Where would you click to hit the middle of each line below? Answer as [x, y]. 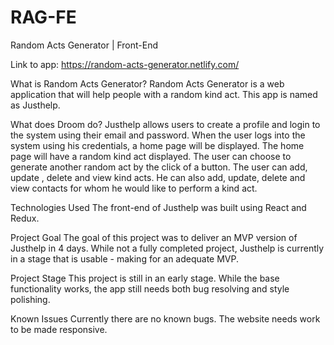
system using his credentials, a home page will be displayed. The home [157, 145]
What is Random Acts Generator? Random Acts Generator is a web [147, 83]
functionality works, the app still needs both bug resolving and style [150, 288]
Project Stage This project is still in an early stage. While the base [145, 278]
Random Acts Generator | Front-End [84, 45]
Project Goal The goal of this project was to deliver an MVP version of [154, 237]
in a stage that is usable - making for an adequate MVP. [125, 258]
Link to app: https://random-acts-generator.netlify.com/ [125, 64]
